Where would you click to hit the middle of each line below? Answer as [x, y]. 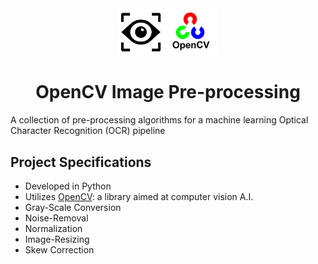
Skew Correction [59, 249]
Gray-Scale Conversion [73, 207]
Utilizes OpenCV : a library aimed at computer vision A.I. [139, 196]
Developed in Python [68, 186]
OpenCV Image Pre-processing [168, 92]
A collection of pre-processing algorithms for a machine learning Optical [159, 120]
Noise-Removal [56, 218]
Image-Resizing [57, 239]
